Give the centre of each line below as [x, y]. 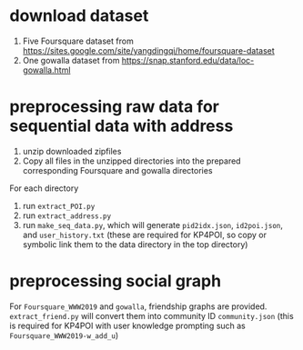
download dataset [79, 16]
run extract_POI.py [59, 205]
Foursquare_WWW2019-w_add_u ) [64, 335]
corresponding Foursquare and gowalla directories [117, 170]
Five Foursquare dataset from [78, 41]
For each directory [44, 188]
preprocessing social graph [115, 281]
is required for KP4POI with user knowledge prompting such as [127, 325]
